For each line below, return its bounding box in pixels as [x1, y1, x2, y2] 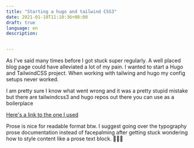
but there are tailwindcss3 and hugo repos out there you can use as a [6, 94, 175, 101]
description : [6, 31, 38, 37]
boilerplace [6, 100, 34, 107]
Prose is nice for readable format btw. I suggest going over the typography [6, 123, 187, 130]
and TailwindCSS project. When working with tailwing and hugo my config [6, 70, 186, 77]
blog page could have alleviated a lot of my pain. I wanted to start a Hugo [6, 63, 183, 71]
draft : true [6, 19, 35, 25]
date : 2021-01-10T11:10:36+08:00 [6, 14, 88, 20]
